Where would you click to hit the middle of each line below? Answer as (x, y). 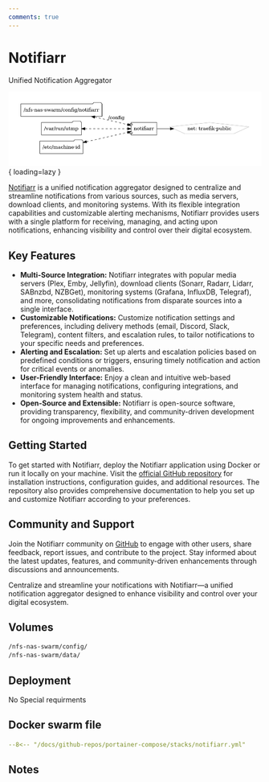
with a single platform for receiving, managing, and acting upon (113, 222)
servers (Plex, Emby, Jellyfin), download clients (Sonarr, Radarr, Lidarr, (137, 283)
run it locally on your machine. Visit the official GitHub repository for (120, 473)
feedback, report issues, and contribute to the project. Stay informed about (132, 552)
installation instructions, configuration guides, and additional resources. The (134, 482)
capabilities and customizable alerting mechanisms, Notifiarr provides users (134, 213)
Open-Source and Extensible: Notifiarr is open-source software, (127, 403)
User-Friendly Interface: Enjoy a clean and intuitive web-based (125, 377)
